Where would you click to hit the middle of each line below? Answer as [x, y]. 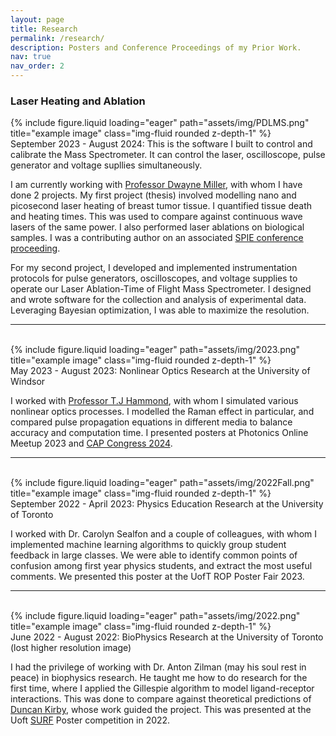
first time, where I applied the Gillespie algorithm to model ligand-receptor [162, 688]
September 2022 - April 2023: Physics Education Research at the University [167, 504]
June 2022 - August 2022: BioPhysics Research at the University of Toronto [167, 637]
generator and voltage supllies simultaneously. [106, 165]
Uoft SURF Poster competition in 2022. [90, 720]
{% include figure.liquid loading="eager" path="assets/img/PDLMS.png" [160, 123]
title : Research [44, 29]
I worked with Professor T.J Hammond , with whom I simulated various [154, 401]
